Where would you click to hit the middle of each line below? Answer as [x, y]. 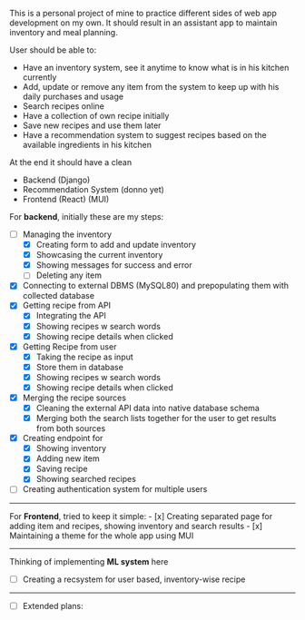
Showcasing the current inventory [99, 255]
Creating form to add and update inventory [116, 245]
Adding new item [68, 458]
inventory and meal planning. [64, 32]
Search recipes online [63, 106]
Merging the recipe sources [74, 398]
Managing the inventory [67, 234]
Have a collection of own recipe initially [96, 116]
